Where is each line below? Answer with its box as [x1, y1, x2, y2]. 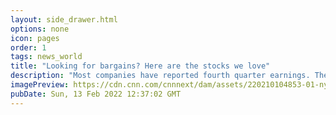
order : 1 [10, 42, 47, 53]
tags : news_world [10, 52, 83, 62]
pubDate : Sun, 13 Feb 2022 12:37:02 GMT [10, 89, 182, 99]
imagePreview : [10, 80, 70, 90]
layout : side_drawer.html [10, 14, 118, 25]
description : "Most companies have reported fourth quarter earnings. [10, 71, 311, 81]
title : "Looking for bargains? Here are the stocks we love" [10, 61, 271, 71]
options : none [10, 24, 70, 34]
